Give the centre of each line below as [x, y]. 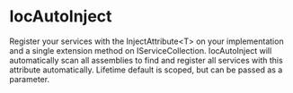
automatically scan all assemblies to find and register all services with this [146, 60]
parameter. [30, 79]
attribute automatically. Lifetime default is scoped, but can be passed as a [146, 70]
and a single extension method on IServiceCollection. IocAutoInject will [141, 50]
